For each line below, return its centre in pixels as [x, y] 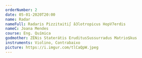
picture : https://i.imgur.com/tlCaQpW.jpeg [52, 47]
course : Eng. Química [28, 33]
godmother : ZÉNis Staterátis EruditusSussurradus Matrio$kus [71, 38]
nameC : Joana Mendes [27, 29]
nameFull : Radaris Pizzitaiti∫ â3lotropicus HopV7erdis [65, 24]
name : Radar [18, 19]
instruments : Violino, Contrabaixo [43, 43]
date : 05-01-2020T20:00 [30, 15]
